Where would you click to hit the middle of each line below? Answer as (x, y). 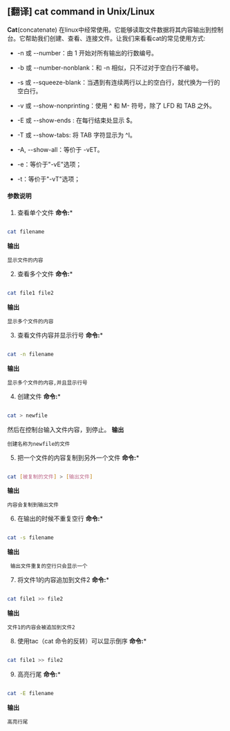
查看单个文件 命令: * (45, 213)
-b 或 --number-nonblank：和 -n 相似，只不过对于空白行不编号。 (109, 68)
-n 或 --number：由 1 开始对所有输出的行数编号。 (87, 52)
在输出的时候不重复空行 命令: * (60, 518)
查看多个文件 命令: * (45, 273)
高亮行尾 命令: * (39, 674)
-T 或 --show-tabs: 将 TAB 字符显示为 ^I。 (76, 135)
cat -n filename (30, 354)
